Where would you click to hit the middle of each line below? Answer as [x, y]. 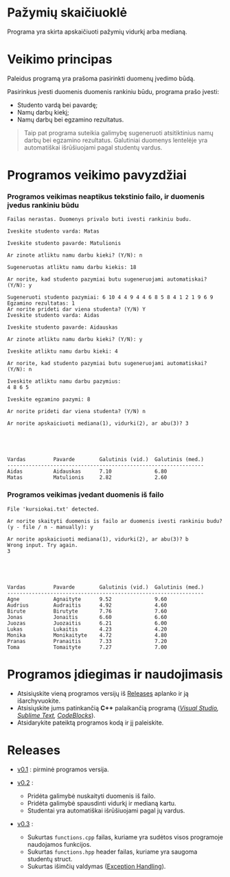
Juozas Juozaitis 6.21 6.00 [87, 623]
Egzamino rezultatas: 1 [41, 303]
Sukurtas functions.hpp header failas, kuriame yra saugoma [112, 852]
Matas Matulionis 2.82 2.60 [87, 478]
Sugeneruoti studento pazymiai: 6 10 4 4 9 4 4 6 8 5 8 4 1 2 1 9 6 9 [110, 297]
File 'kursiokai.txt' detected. [53, 509]
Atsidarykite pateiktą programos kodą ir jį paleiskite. [90, 723]
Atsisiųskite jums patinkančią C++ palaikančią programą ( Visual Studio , [118, 708]
